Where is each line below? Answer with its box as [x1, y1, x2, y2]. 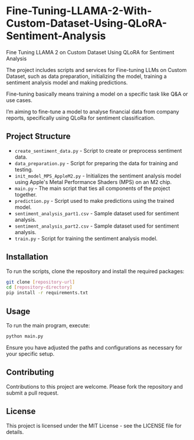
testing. [14, 166, 34, 173]
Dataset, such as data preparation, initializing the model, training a [6, 73, 167, 80]
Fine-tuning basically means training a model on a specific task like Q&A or [6, 90, 189, 97]
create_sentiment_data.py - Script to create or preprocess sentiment [14, 147, 182, 154]
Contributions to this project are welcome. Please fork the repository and [6, 383, 183, 390]
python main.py [6, 333, 44, 339]
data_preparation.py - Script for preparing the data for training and [14, 159, 178, 166]
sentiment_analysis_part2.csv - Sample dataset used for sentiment [14, 222, 179, 229]
